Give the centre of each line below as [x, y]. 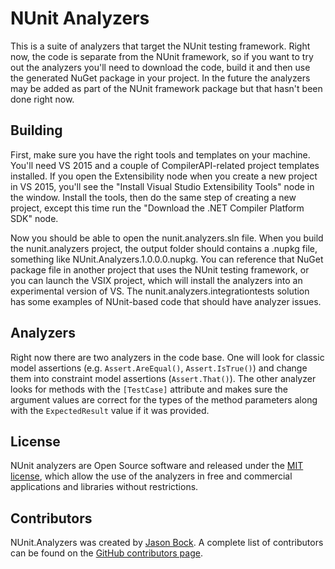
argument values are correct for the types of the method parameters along [164, 399]
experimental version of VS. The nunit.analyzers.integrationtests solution [160, 291]
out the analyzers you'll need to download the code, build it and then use [160, 67]
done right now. [42, 99]
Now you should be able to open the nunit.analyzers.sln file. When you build [167, 238]
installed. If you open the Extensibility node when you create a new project [164, 176]
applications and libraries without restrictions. [104, 487]
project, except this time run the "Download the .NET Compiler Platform [157, 208]
